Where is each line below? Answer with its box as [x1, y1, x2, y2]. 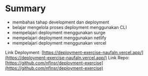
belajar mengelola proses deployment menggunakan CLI [12, 24, 127, 30]
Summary [5, 3, 46, 14]
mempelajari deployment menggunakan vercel [12, 40, 107, 46]
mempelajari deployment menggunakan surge [12, 29, 106, 35]
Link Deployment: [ [5, 50, 43, 55]
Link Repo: [108, 54, 130, 60]
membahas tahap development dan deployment [12, 19, 110, 25]
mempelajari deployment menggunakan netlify [12, 35, 107, 41]
